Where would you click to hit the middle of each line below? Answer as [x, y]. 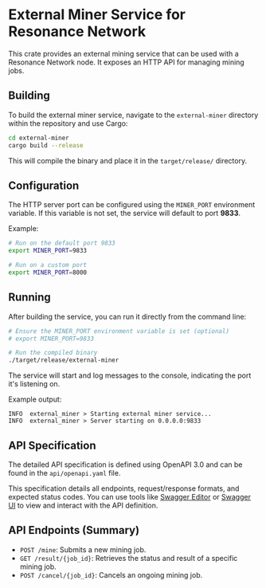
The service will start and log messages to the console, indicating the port [130, 375]
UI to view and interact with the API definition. [83, 505]
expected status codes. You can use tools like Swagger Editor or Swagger [129, 496]
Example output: [35, 399]
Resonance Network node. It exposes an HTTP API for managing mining [126, 62]
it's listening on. [34, 384]
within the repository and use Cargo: [68, 123]
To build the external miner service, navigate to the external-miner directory [133, 115]
